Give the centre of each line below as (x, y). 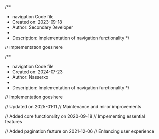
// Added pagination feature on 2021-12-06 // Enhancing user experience (80, 131)
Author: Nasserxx (30, 77)
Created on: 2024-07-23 (37, 72)
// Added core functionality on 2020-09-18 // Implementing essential (75, 116)
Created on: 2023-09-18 (37, 22)
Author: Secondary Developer (43, 27)
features (14, 121)
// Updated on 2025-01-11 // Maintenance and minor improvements (73, 107)
